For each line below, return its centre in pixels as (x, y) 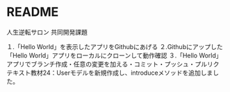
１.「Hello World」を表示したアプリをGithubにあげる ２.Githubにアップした (115, 46)
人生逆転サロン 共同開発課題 (47, 32)
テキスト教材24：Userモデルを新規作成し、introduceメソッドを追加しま (110, 73)
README (33, 12)
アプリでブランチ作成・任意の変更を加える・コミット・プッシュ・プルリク (113, 64)
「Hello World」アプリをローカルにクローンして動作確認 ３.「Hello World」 (115, 55)
